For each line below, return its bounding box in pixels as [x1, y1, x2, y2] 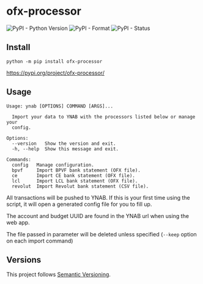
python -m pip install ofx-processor [6, 58, 103, 65]
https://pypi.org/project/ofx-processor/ [6, 69, 105, 76]
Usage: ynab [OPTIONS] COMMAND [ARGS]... [6, 103, 114, 109]
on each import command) [6, 237, 73, 244]
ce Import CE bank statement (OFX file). [12, 172, 136, 178]
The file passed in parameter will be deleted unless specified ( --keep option [6, 230, 197, 238]
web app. [6, 219, 30, 226]
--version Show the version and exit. [12, 140, 116, 147]
